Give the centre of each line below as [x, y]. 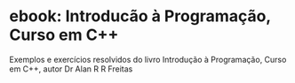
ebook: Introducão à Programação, [140, 16]
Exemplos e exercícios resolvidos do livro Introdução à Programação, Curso [148, 59]
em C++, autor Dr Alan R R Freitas [71, 69]
